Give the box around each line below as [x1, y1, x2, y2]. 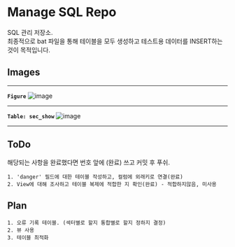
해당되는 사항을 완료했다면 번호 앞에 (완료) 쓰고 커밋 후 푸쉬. [7, 158, 170, 167]
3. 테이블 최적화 [7, 234, 49, 241]
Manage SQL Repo [7, 4, 117, 20]
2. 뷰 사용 [7, 227, 35, 234]
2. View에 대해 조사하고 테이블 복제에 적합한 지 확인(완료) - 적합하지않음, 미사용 [7, 181, 217, 188]
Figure [7, 92, 27, 100]
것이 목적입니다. [7, 45, 51, 54]
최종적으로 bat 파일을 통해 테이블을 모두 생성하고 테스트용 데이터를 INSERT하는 [7, 36, 223, 45]
